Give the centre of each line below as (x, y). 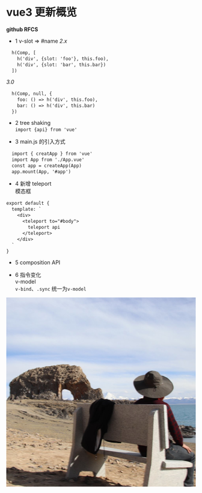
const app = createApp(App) (47, 166)
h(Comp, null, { (32, 94)
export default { (28, 203)
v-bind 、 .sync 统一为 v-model (50, 288)
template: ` (27, 209)
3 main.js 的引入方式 (40, 141)
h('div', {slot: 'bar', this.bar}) (62, 65)
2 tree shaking (33, 122)
